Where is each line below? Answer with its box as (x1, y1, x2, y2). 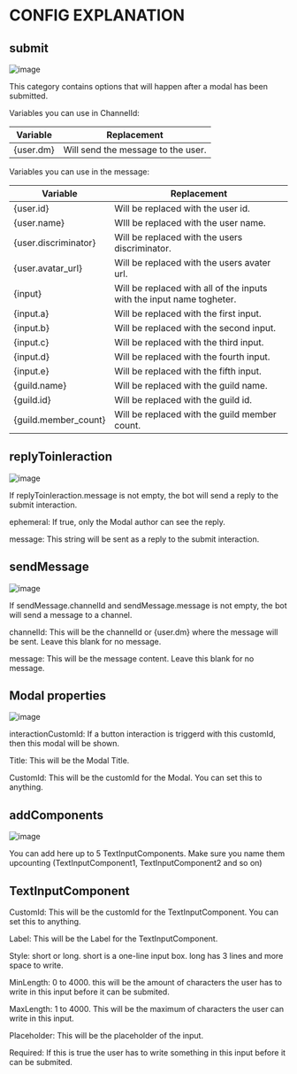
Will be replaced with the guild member (114, 408, 277, 421)
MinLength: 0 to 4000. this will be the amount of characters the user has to (9, 977, 283, 988)
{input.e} (13, 365, 49, 377)
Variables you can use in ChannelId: (9, 108, 140, 118)
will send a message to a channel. (9, 609, 133, 620)
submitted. (9, 90, 49, 101)
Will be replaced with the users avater (114, 257, 271, 268)
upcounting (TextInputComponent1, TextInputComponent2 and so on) (9, 858, 263, 869)
